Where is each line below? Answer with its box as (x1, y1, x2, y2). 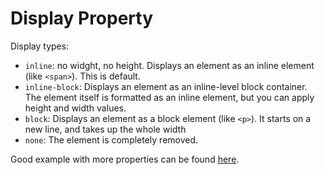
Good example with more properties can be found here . (10, 153, 240, 165)
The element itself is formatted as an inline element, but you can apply (24, 91, 315, 103)
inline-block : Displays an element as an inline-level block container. (24, 80, 308, 92)
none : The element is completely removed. (24, 133, 199, 146)
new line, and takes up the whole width (24, 123, 187, 135)
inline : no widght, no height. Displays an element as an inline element (24, 59, 315, 71)
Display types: (10, 40, 70, 52)
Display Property (10, 7, 154, 30)
